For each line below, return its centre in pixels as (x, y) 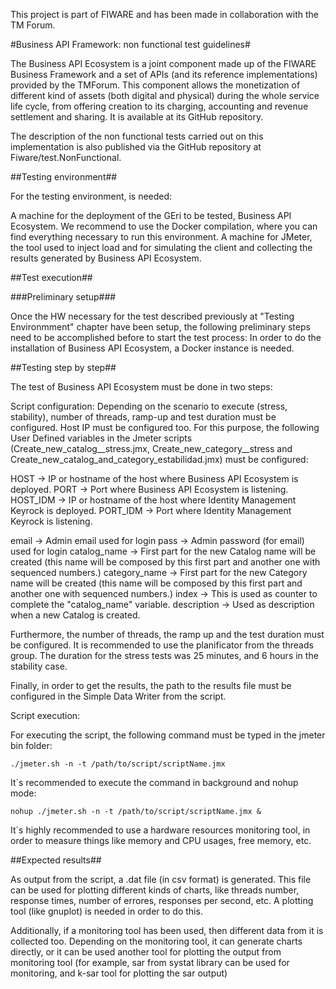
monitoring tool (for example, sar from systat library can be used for (150, 962)
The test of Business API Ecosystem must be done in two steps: (141, 387)
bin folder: (31, 745)
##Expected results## (56, 860)
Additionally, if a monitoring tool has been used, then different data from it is (167, 930)
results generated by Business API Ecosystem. (106, 258)
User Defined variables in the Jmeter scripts (101, 438)
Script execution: (45, 715)
